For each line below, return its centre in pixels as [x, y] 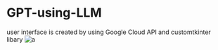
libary [15, 39]
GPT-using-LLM [54, 13]
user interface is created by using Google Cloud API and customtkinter [109, 32]
